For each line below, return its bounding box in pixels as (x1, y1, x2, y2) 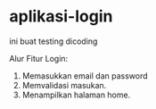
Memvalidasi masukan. (21, 80, 107, 90)
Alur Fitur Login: (9, 53, 69, 63)
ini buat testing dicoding (9, 36, 98, 46)
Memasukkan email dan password (21, 70, 149, 81)
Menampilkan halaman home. (21, 89, 131, 100)
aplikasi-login (9, 6, 113, 27)
